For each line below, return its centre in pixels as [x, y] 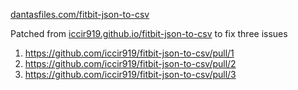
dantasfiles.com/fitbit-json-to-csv [80, 14]
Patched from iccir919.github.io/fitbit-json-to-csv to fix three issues [149, 33]
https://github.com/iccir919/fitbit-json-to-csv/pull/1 [129, 53]
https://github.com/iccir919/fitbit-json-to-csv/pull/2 [130, 63]
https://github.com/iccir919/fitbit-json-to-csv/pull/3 [130, 74]
